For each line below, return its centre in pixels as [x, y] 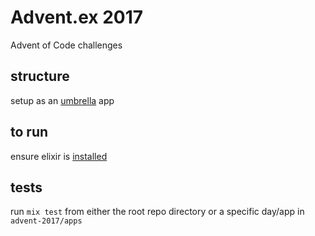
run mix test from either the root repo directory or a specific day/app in [157, 212]
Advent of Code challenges [66, 45]
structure [40, 76]
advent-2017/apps [46, 221]
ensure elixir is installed [59, 156]
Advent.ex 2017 [77, 17]
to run [29, 132]
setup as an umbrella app [62, 100]
